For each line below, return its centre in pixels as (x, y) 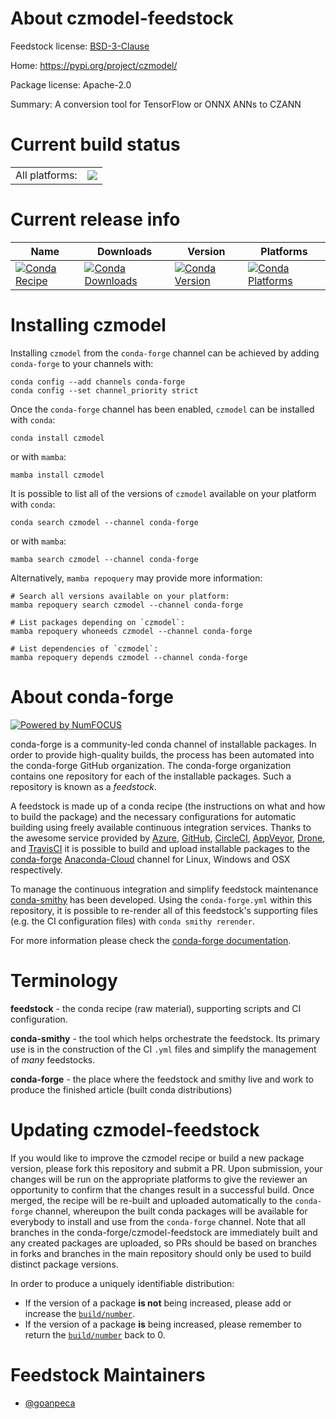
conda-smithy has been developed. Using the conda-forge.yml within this (161, 899)
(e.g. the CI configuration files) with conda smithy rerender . (132, 921)
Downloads (124, 251)
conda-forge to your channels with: (82, 363)
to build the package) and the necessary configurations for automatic (153, 816)
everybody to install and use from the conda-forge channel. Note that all (158, 1221)
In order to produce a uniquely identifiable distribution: (122, 1283)
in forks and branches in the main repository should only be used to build (161, 1253)
